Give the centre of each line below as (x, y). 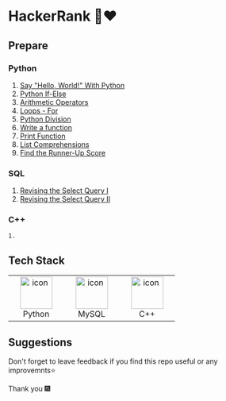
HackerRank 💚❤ (63, 16)
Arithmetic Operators (54, 102)
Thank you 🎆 (29, 389)
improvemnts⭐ (32, 370)
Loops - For (39, 110)
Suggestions (40, 342)
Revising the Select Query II (65, 199)
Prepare (29, 46)
